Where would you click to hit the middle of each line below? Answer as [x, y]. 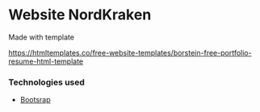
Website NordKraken [80, 15]
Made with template [42, 37]
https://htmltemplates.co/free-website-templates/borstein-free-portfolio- [130, 52]
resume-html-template [46, 61]
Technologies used [46, 82]
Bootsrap [35, 100]
